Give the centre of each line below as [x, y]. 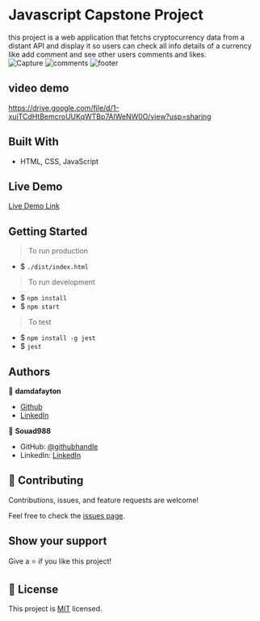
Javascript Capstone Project [106, 15]
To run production [58, 251]
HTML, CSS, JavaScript [59, 161]
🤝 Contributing [46, 481]
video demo [39, 88]
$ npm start [40, 306]
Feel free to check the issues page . [67, 515]
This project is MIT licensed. [55, 609]
